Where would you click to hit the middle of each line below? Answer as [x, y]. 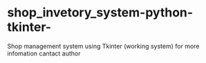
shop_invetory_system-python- [100, 13]
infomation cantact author [44, 53]
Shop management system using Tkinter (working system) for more [103, 46]
